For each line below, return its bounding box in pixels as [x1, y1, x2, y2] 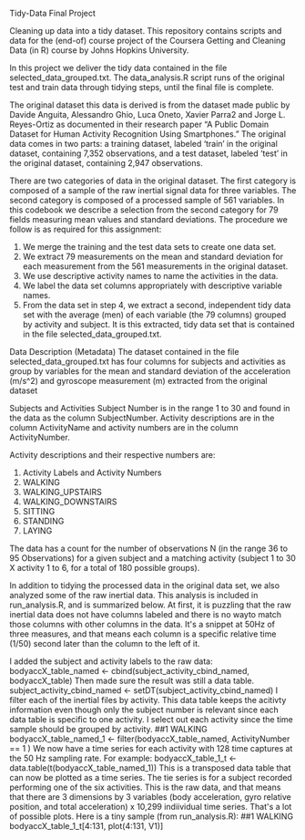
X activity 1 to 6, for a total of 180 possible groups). [9, 563, 200, 573]
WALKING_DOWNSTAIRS [22, 496, 117, 507]
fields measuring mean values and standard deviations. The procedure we [9, 214, 289, 224]
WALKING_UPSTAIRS [22, 487, 102, 497]
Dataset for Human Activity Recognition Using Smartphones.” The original [9, 129, 287, 140]
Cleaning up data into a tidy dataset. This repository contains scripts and [9, 26, 282, 36]
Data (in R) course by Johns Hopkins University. [9, 45, 189, 56]
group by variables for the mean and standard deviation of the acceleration [9, 366, 291, 377]
